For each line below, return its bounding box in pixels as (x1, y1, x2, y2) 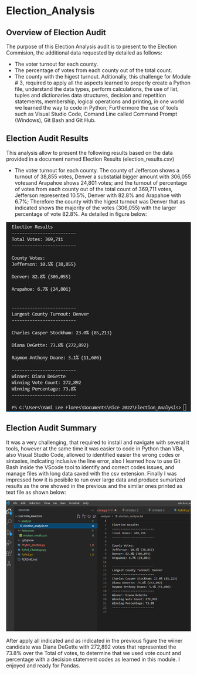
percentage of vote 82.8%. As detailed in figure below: (14, 210, 148, 218)
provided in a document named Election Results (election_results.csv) (6, 155, 175, 162)
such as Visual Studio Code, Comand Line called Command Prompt (14, 110, 178, 117)
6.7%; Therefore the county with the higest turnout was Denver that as (14, 198, 186, 205)
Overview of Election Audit (6, 28, 107, 38)
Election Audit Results (6, 134, 89, 144)
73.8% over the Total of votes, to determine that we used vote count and (6, 649, 181, 656)
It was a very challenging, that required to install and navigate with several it (6, 439, 189, 446)
